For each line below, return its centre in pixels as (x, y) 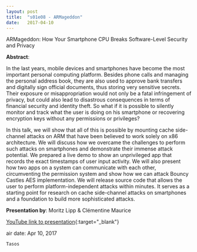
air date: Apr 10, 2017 (32, 233)
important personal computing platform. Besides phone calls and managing (97, 75)
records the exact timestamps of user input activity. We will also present (94, 161)
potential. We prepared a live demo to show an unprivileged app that (89, 155)
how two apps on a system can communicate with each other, (81, 168)
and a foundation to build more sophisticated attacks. (71, 199)
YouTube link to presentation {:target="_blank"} (63, 222)
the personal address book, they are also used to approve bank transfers (94, 81)
